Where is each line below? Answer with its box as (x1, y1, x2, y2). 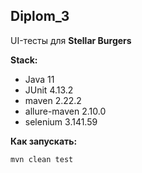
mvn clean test (10, 154, 74, 164)
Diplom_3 (10, 8, 70, 25)
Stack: (10, 54, 38, 66)
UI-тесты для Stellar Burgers (10, 34, 132, 46)
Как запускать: (10, 135, 78, 147)
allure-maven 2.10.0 (24, 105, 107, 117)
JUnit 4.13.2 (24, 84, 74, 96)
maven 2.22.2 (24, 94, 82, 106)
